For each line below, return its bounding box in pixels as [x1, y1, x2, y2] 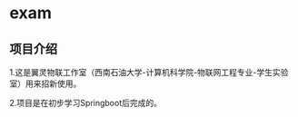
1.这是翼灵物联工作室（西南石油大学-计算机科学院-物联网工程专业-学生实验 [9, 67, 289, 77]
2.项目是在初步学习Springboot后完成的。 [9, 98, 162, 108]
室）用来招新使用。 [9, 78, 82, 89]
